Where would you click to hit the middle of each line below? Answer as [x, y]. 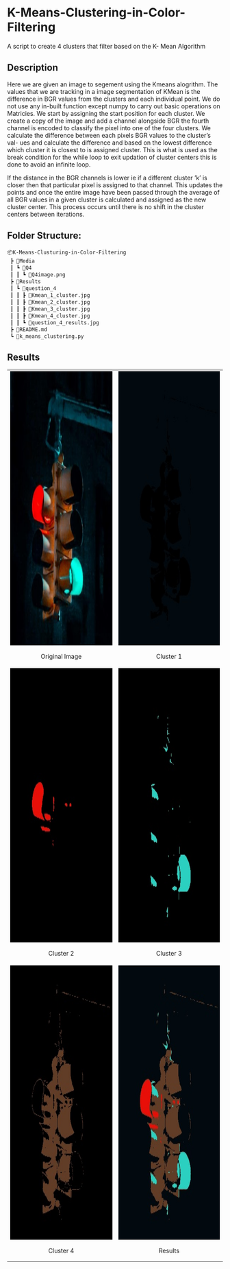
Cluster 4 [61, 1250]
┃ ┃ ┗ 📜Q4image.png [38, 275]
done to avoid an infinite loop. [49, 164]
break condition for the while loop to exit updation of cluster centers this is [112, 157]
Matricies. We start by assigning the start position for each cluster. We [106, 113]
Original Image [61, 657]
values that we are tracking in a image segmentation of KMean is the [104, 91]
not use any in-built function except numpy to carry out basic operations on [114, 106]
